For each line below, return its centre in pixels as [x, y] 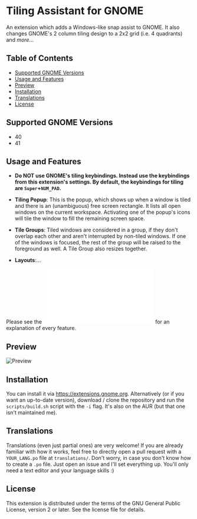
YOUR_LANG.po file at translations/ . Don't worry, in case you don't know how [99, 458]
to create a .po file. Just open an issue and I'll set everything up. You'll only [97, 464]
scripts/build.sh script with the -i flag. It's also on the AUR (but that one [96, 406]
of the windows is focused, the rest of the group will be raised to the [98, 243]
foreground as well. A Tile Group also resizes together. [81, 249]
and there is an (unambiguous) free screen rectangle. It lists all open [98, 206]
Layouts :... [28, 260]
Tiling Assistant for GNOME [75, 11]
